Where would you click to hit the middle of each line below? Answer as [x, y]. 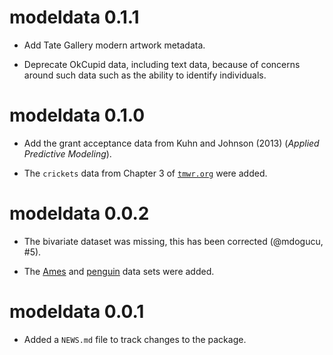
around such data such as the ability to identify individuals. [145, 75]
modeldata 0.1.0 [77, 115]
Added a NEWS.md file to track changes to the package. [135, 339]
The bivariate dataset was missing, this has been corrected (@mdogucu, [173, 241]
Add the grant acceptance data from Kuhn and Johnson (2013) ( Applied [171, 143]
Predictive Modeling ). [67, 153]
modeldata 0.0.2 [79, 213]
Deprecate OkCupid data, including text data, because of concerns [162, 64]
